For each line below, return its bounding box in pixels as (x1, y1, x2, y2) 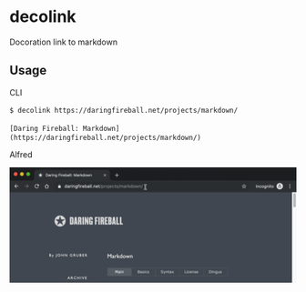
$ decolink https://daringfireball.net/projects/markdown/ (9, 106, 239, 115)
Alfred (9, 148, 34, 160)
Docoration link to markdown (9, 36, 118, 47)
